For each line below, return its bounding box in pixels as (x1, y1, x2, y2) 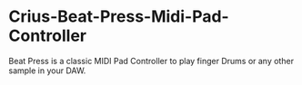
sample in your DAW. (8, 65, 86, 76)
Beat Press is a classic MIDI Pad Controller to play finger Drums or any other (8, 55, 295, 66)
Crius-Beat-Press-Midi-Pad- (8, 6, 229, 27)
